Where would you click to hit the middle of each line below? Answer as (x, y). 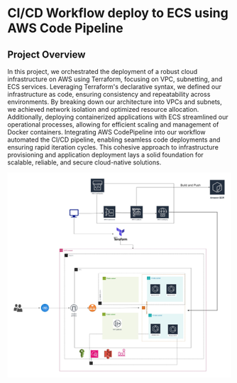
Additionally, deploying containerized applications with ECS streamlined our (118, 117)
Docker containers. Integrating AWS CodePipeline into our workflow (106, 132)
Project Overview (46, 54)
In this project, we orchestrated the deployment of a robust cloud (103, 72)
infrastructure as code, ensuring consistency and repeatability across (109, 94)
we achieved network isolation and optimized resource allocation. (103, 109)
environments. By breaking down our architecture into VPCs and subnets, (115, 102)
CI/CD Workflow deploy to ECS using (118, 13)
